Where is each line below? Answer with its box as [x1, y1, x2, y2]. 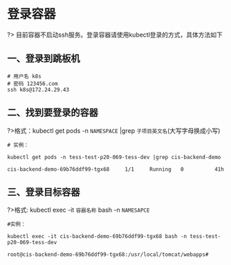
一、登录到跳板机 [7, 53, 80, 64]
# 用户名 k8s [7, 73, 41, 80]
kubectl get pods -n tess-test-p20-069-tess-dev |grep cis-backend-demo [7, 154, 221, 161]
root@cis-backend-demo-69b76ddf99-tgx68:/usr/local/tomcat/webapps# [7, 251, 209, 258]
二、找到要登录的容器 [7, 107, 98, 118]
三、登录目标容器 [7, 186, 80, 198]
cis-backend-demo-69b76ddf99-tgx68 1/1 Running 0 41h [7, 165, 225, 173]
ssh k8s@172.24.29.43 [7, 86, 70, 93]
